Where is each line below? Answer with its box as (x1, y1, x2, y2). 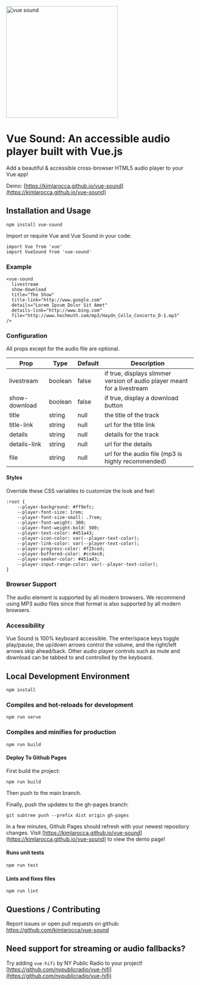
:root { (6, 499, 26, 505)
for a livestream (104, 384, 148, 393)
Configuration (6, 331, 48, 340)
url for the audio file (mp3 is (104, 450, 183, 458)
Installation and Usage (6, 206, 91, 216)
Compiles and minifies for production (6, 728, 116, 737)
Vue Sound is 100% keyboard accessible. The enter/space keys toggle (6, 635, 180, 642)
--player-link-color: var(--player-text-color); (17, 540, 140, 546)
